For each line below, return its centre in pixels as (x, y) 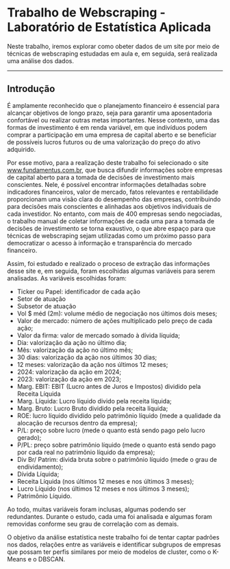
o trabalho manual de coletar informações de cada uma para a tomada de (111, 221)
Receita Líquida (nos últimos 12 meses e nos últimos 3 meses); (105, 481)
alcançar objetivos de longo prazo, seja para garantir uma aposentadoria (110, 113)
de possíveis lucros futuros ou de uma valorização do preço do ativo (104, 142)
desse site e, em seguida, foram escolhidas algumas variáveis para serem (111, 271)
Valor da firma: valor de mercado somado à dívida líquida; (98, 335)
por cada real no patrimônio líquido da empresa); (86, 452)
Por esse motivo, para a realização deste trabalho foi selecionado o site (108, 162)
